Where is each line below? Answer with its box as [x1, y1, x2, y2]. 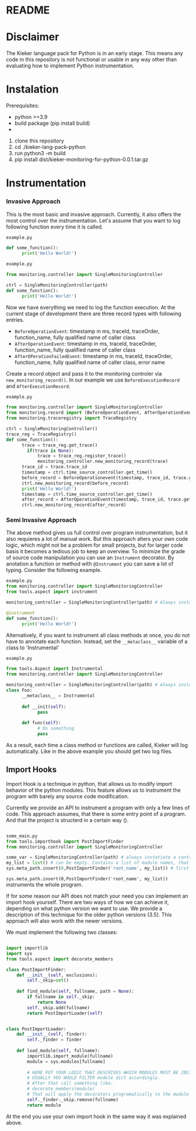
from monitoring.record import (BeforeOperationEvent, [6, 410, 142, 416]
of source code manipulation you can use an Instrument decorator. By [6, 554, 174, 561]
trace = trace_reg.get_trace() [21, 442, 98, 448]
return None [37, 999, 66, 1005]
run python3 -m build [14, 150, 66, 157]
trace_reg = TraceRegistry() [6, 431, 77, 437]
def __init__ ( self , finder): [16, 1031, 87, 1037]
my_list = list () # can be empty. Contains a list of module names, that [6, 860, 190, 866]
